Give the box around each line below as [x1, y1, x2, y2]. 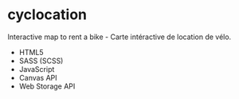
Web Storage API [18, 81, 76, 91]
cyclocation [7, 6, 88, 24]
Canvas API [18, 73, 57, 82]
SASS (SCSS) [18, 56, 64, 65]
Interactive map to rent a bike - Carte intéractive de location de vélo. [7, 32, 232, 42]
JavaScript [18, 64, 55, 73]
